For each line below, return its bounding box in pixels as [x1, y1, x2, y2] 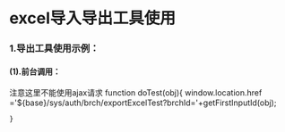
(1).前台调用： [9, 66, 61, 77]
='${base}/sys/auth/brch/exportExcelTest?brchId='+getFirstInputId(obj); [9, 97, 277, 108]
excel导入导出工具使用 [9, 8, 177, 29]
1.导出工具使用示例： [9, 42, 99, 54]
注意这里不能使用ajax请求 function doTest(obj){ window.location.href [9, 87, 263, 98]
